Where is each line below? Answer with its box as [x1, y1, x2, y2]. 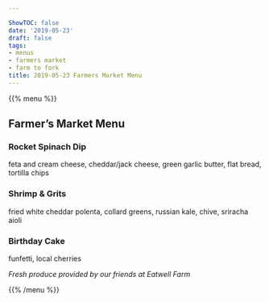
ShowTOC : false [8, 19, 60, 27]
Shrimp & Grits [8, 188, 67, 199]
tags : [8, 41, 27, 49]
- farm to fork [8, 64, 60, 73]
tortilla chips [8, 168, 50, 178]
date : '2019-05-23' [8, 26, 74, 35]
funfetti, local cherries [8, 254, 82, 263]
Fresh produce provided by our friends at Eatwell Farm [8, 270, 191, 279]
